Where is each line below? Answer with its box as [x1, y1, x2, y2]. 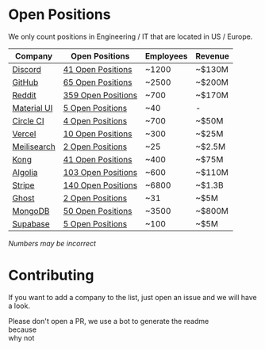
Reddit [12, 89, 37, 101]
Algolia [12, 166, 38, 177]
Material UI [12, 102, 53, 113]
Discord [12, 63, 42, 74]
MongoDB [12, 205, 50, 216]
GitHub [12, 77, 39, 88]
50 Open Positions [63, 205, 132, 216]
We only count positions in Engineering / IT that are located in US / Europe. [8, 32, 253, 41]
